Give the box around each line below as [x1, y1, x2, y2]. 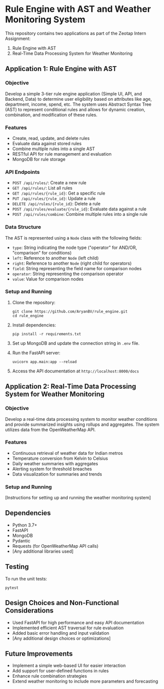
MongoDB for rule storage [12, 156, 66, 162]
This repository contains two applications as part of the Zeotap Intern [5, 30, 147, 36]
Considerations [5, 607, 54, 615]
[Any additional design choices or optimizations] [12, 635, 111, 641]
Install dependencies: [12, 322, 56, 328]
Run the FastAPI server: [12, 350, 61, 356]
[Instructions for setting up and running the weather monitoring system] [5, 495, 151, 501]
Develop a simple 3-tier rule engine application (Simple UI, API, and [5, 90, 142, 97]
